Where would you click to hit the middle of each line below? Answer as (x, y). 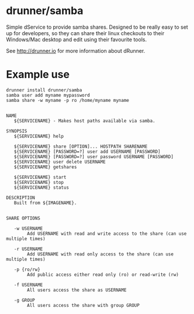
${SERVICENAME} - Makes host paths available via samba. (85, 121)
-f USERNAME (28, 285)
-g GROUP (24, 300)
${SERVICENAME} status (41, 187)
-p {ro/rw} (27, 269)
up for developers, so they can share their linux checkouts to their (85, 33)
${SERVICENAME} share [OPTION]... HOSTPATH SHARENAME (81, 146)
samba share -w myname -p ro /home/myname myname (68, 100)
